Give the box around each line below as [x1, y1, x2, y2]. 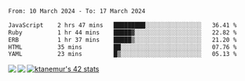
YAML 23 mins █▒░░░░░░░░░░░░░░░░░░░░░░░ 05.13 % [8, 51, 237, 58]
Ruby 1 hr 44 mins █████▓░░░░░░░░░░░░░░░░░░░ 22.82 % [8, 28, 237, 37]
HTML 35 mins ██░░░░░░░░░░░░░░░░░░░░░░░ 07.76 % [8, 43, 237, 51]
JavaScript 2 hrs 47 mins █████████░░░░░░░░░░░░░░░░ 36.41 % [8, 21, 237, 29]
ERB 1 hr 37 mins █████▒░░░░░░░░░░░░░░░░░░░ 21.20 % [8, 36, 237, 44]
